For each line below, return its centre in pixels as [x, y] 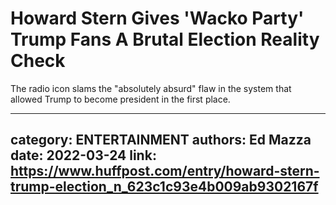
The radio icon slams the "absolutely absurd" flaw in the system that [151, 88]
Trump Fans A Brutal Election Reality [165, 39]
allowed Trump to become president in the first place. [120, 99]
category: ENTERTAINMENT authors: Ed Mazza [161, 140]
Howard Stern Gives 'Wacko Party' [157, 18]
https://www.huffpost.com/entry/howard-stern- [165, 171]
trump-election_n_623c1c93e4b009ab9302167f [164, 187]
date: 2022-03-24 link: [83, 155]
